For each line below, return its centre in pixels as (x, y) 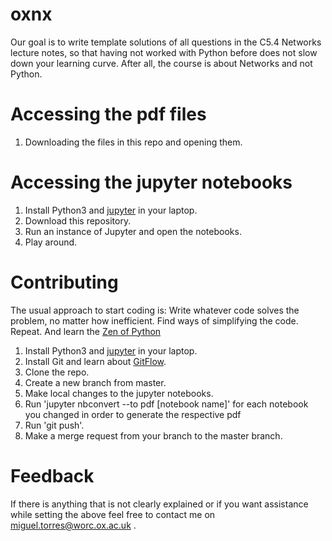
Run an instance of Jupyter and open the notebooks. (133, 231)
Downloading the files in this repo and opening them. (133, 142)
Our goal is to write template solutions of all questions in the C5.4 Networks (166, 42)
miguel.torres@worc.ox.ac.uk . (73, 525)
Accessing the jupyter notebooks (151, 182)
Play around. (51, 242)
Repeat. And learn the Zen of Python (86, 331)
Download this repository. (78, 220)
